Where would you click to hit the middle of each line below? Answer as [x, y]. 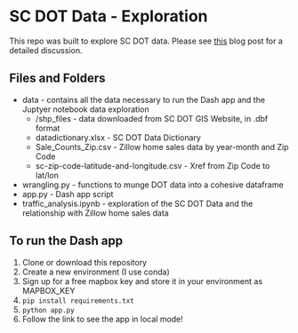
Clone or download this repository [85, 262]
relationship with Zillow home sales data [95, 213]
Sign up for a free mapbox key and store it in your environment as [142, 281]
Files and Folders [57, 79]
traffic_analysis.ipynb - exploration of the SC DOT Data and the [137, 203]
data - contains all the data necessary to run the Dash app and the [143, 99]
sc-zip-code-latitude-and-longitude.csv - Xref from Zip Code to [153, 165]
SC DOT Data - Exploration [109, 16]
